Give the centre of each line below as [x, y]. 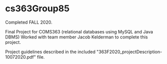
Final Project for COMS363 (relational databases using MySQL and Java [79, 32]
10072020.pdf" [21, 57]
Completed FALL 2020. [29, 22]
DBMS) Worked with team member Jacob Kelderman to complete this [77, 37]
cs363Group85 [37, 9]
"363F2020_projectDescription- [129, 52]
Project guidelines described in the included [50, 52]
